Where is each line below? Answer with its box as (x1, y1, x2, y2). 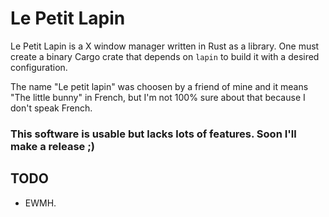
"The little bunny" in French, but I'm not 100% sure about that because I (10, 91, 306, 103)
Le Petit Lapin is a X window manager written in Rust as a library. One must (10, 40, 320, 52)
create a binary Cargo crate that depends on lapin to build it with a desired (10, 50, 320, 62)
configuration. (10, 61, 68, 73)
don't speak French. (10, 102, 93, 114)
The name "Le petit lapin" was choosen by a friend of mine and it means (10, 80, 309, 92)
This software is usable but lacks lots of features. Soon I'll (10, 127, 297, 141)
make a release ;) (10, 139, 95, 153)
